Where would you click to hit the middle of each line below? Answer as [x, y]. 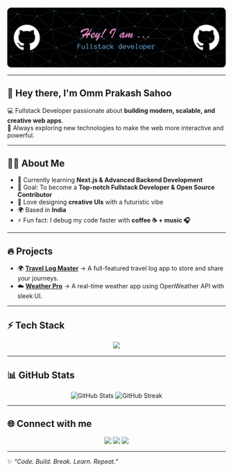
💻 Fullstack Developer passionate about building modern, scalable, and [111, 110]
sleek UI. [30, 296]
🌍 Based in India [42, 210]
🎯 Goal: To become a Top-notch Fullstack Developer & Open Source [116, 187]
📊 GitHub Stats [41, 375]
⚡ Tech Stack [36, 325]
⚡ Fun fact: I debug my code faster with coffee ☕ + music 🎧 [104, 220]
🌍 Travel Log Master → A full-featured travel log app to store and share [120, 268]
